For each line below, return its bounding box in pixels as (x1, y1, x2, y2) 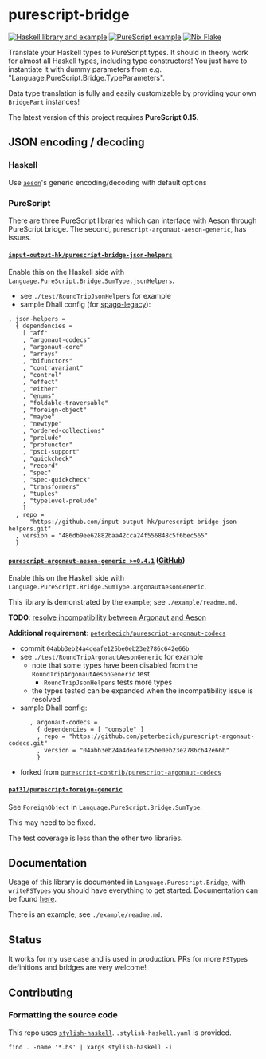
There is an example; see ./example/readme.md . (8, 910, 163, 919)
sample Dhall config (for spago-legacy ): (19, 299, 151, 309)
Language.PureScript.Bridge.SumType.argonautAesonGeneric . (8, 581, 207, 592)
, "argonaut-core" (22, 343, 84, 351)
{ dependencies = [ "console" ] (37, 725, 145, 734)
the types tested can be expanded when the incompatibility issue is (31, 686, 253, 696)
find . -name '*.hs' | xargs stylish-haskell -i (8, 1043, 173, 1051)
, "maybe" (22, 413, 56, 421)
